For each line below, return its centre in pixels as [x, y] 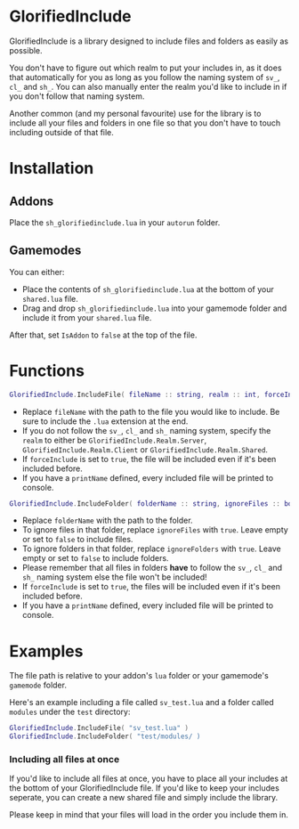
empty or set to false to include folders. [95, 558]
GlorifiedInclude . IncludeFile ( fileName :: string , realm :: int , [135, 394]
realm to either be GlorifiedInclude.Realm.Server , [114, 440]
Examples [46, 651]
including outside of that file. [61, 132]
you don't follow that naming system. [77, 96]
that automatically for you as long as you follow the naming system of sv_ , [145, 77]
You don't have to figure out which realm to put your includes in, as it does [145, 68]
